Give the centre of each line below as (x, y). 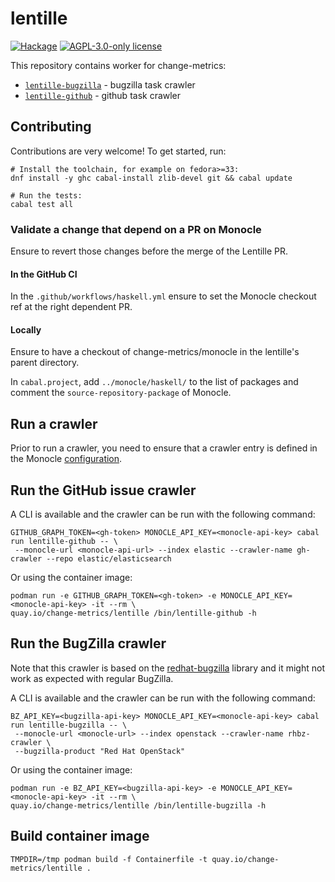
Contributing (51, 127)
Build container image (80, 836)
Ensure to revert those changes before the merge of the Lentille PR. (149, 251)
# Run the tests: (46, 195)
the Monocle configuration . (66, 459)
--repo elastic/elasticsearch (109, 559)
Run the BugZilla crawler (88, 643)
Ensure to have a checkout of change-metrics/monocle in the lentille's (155, 352)
